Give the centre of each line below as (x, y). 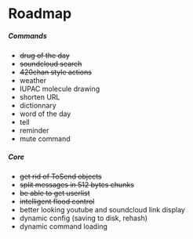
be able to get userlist (55, 194)
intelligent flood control (57, 201)
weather (33, 81)
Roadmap (40, 14)
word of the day (45, 114)
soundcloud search (51, 64)
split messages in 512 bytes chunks (77, 185)
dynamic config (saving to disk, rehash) (83, 218)
